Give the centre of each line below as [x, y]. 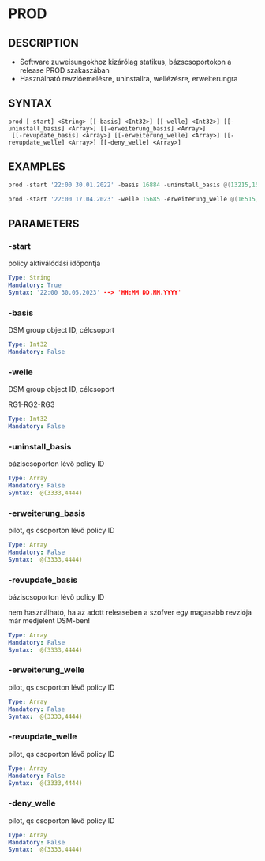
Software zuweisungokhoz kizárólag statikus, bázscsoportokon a [125, 62]
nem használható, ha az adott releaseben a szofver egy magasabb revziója [130, 612]
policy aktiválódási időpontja [54, 263]
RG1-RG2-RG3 [32, 404]
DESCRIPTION [43, 43]
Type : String [30, 278]
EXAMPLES [37, 167]
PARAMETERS [44, 223]
